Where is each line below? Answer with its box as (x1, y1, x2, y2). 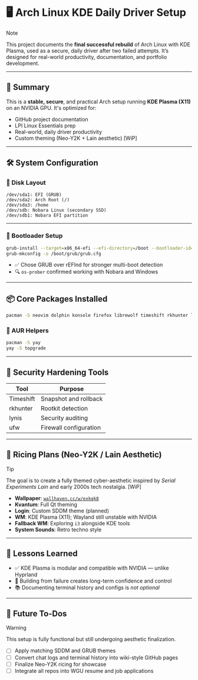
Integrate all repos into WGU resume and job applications (14, 667, 154, 674)
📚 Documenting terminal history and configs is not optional (14, 584, 160, 591)
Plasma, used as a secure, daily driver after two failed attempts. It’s (6, 47, 169, 54)
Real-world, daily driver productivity (14, 128, 102, 135)
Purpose (60, 385, 84, 393)
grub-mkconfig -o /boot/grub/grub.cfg (6, 250, 101, 257)
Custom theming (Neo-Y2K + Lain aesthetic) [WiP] (14, 135, 137, 142)
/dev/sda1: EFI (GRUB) (6, 192, 62, 198)
